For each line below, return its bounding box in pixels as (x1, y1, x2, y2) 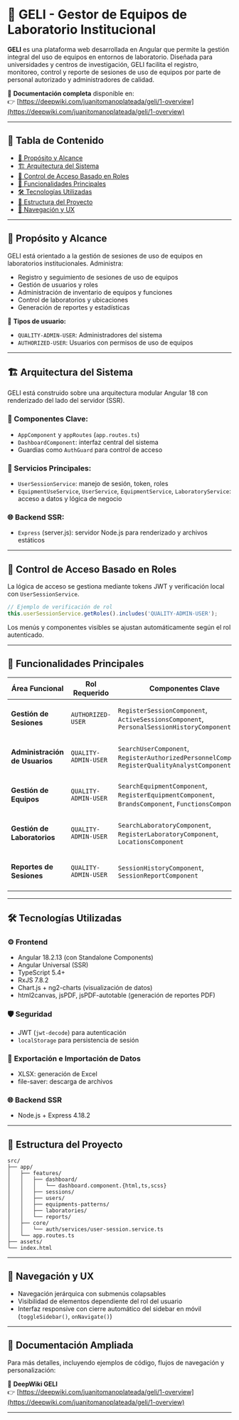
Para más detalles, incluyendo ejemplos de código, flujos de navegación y (7, 1358, 225, 1367)
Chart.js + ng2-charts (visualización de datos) (17, 984, 153, 992)
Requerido (73, 688, 109, 698)
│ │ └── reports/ (7, 1214, 72, 1221)
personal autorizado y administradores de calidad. (7, 75, 155, 84)
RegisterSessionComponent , (117, 705, 208, 715)
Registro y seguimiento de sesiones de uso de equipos (17, 273, 179, 281)
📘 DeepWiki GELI (7, 1379, 58, 1388)
